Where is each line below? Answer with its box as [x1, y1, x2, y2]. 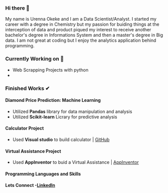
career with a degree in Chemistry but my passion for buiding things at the [5, 21, 159, 27]
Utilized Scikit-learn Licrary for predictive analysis [12, 113, 117, 120]
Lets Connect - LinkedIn [5, 182, 55, 188]
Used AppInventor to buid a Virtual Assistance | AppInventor [12, 159, 139, 165]
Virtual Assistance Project [5, 148, 61, 154]
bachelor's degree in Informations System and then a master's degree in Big [5, 32, 163, 38]
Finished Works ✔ [5, 85, 50, 92]
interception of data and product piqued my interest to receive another [5, 27, 151, 33]
